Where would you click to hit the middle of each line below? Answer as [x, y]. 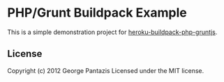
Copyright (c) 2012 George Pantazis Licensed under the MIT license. [106, 70]
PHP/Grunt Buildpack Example [97, 13]
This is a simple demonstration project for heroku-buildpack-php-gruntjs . [112, 32]
